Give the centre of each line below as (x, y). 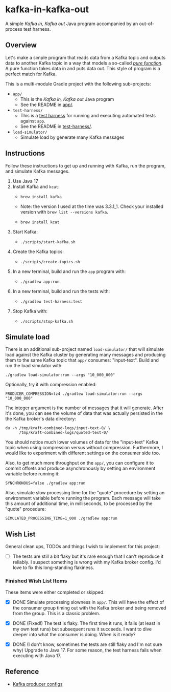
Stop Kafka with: (30, 311)
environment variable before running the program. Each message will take (83, 498)
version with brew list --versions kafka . (64, 212)
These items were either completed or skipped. (55, 592)
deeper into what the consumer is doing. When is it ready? (74, 634)
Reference (22, 672)
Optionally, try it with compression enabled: (51, 385)
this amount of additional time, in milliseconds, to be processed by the (79, 504)
